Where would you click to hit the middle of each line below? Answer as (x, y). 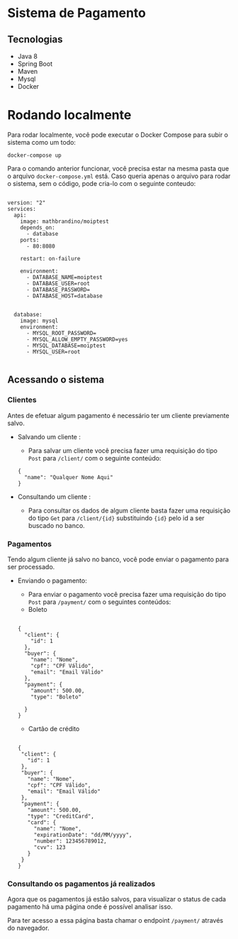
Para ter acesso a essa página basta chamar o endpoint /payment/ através (115, 921)
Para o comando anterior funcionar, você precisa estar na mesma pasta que (118, 168)
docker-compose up (34, 155)
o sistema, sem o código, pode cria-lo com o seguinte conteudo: (102, 183)
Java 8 (27, 56)
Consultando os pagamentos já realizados (81, 884)
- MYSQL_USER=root (53, 352)
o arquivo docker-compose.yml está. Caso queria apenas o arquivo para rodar (119, 176)
